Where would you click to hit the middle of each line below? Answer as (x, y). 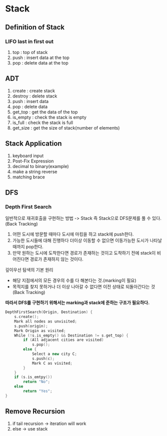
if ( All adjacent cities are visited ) (63, 340)
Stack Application (33, 144)
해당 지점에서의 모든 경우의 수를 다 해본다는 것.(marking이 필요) (74, 280)
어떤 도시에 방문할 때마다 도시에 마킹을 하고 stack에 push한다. (73, 234)
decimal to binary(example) (40, 166)
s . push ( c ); (43, 358)
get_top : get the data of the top (45, 112)
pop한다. (34, 247)
